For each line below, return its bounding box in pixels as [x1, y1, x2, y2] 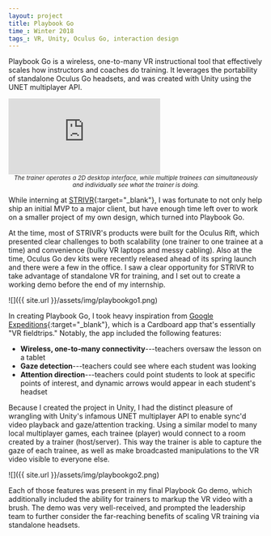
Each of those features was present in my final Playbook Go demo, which [8, 486, 252, 496]
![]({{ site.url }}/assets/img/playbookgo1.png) [8, 296, 158, 305]
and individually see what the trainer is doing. [72, 181, 200, 189]
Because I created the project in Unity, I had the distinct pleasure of [8, 402, 233, 413]
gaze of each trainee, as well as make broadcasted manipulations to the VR [8, 446, 260, 456]
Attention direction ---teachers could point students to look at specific [19, 370, 256, 380]
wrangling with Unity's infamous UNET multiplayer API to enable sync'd [8, 411, 247, 421]
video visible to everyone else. [8, 454, 110, 464]
